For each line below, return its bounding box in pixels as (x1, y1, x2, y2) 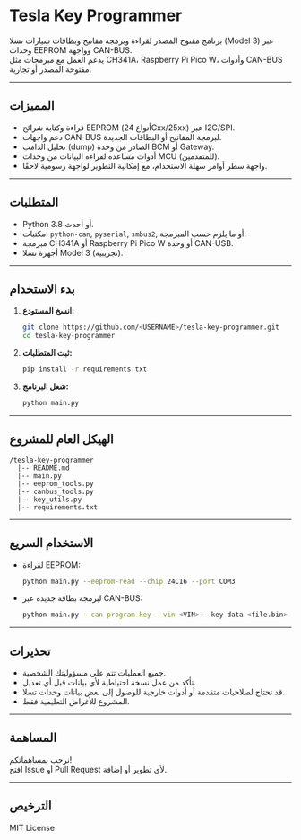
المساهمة (9, 730, 56, 746)
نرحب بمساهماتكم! (9, 754, 73, 765)
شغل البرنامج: (21, 381, 69, 392)
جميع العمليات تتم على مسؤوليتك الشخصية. (21, 668, 167, 678)
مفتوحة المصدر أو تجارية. (9, 64, 92, 75)
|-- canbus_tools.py (17, 487, 94, 496)
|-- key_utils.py (17, 495, 82, 504)
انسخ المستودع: (21, 305, 74, 316)
